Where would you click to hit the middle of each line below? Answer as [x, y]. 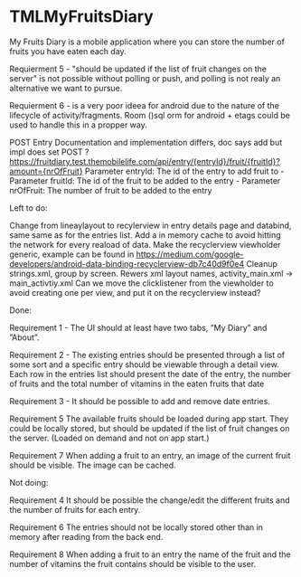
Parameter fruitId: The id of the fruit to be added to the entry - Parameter [145, 180]
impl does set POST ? [49, 152]
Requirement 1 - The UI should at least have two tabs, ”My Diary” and [138, 327]
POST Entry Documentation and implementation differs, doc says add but [146, 142]
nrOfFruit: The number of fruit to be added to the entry [111, 190]
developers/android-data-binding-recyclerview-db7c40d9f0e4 [127, 263]
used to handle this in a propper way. [78, 125]
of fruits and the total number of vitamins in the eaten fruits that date [137, 383]
